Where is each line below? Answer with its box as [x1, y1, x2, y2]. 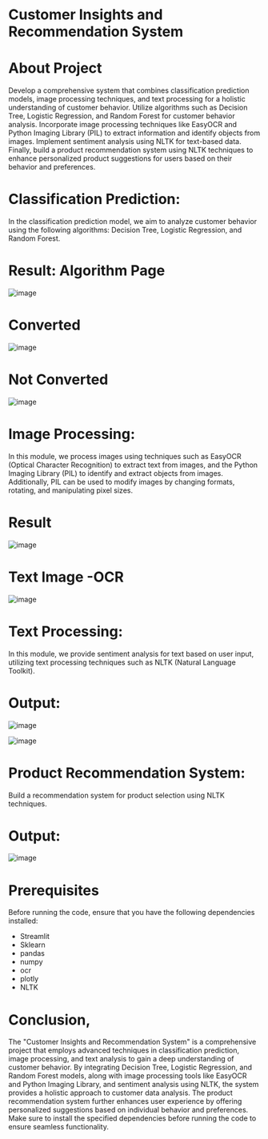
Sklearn [19, 940, 46, 949]
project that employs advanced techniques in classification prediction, [8, 1045, 240, 1055]
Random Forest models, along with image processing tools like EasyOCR [8, 1071, 247, 1081]
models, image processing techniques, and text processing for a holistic [8, 94, 246, 104]
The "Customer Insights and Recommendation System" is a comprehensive [8, 1037, 257, 1047]
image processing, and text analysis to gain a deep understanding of [8, 1054, 234, 1064]
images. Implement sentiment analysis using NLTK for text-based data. [8, 137, 242, 146]
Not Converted [8, 370, 109, 389]
